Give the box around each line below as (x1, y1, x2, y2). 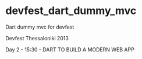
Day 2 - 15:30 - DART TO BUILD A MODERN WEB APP (5, 46, 134, 53)
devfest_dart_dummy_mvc (5, 4, 137, 18)
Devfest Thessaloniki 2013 (5, 34, 69, 41)
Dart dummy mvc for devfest (5, 23, 74, 30)
